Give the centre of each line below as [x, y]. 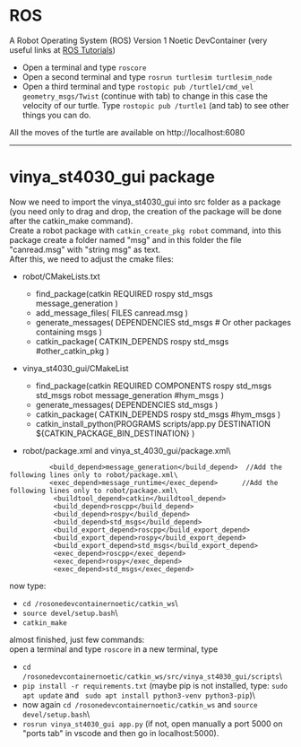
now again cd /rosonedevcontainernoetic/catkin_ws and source [140, 704]
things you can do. [56, 115]
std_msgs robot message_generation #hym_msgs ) [130, 395]
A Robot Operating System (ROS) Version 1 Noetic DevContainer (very [138, 40]
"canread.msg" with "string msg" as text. [85, 249]
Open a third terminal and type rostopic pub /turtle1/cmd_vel [138, 86]
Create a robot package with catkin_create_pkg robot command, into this [146, 230]
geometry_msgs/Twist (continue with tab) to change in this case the [145, 96]
